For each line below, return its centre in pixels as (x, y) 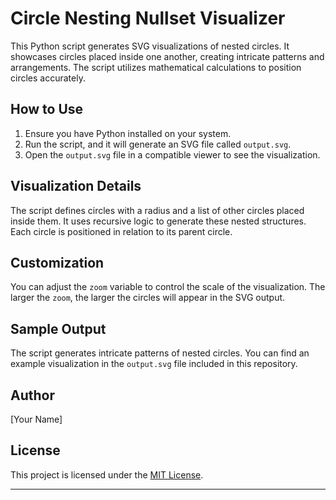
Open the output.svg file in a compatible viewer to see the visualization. (172, 154)
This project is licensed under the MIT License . (107, 474)
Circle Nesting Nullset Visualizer (148, 18)
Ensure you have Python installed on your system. (128, 133)
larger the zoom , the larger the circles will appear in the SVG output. (148, 298)
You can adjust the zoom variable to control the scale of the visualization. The (168, 287)
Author (32, 395)
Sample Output (58, 328)
